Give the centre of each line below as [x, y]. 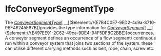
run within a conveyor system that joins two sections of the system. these [79, 43]
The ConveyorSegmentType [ [34, 22]
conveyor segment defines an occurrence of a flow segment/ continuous [82, 38]
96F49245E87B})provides [31, 27]
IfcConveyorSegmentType [60, 9]
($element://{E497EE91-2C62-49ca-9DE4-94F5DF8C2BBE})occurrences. [80, 33]
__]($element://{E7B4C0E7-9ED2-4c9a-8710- [110, 22]
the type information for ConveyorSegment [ [102, 27]
